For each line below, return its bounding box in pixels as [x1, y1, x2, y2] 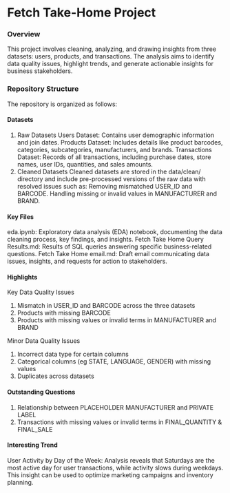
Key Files [7, 212, 34, 221]
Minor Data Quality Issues [7, 337, 81, 345]
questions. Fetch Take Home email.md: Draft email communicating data [7, 250, 210, 258]
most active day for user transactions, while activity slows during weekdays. [7, 463, 224, 472]
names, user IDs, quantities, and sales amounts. [17, 160, 154, 168]
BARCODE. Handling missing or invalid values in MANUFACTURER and [17, 189, 217, 198]
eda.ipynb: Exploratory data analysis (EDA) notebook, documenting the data [7, 228, 222, 236]
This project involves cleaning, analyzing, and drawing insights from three [7, 45, 217, 53]
